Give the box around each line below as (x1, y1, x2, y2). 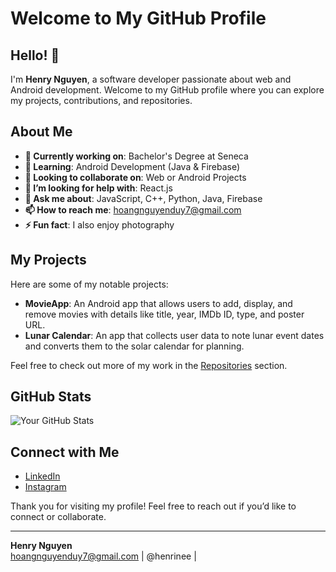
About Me (10, 123, 73, 141)
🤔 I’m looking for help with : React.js (24, 182, 173, 194)
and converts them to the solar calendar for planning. (24, 340, 245, 352)
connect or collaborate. (10, 511, 107, 523)
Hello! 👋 (10, 47, 60, 64)
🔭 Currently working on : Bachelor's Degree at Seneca (24, 150, 249, 162)
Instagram (24, 481, 67, 493)
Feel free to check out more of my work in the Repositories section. (10, 359, 288, 371)
